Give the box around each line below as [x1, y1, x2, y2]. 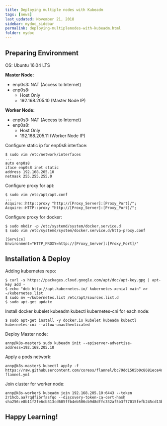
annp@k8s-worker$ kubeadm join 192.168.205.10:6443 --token [5, 390, 133, 396]
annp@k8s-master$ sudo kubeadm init [5, 340, 81, 346]
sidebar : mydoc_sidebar [5, 21, 55, 26]
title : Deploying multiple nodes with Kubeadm [5, 7, 103, 12]
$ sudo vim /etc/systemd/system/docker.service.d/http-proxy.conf [5, 228, 146, 233]
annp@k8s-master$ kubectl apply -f [5, 363, 79, 368]
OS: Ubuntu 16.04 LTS [5, 62, 50, 68]
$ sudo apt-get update [5, 299, 52, 304]
